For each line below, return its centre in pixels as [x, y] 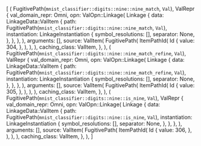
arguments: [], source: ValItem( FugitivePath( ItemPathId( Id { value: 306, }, [99, 130]
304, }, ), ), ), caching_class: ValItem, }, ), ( [59, 47]
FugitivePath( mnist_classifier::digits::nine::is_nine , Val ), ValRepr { [95, 98]
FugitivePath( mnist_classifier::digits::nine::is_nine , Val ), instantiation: [99, 117]
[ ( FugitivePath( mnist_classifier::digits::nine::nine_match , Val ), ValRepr [101, 9]
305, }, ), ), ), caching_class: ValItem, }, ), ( [59, 92]
